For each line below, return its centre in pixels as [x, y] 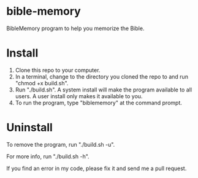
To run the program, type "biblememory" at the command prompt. [99, 103]
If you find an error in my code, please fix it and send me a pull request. [97, 168]
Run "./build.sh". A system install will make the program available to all [103, 90]
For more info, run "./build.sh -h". [48, 156]
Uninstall [30, 128]
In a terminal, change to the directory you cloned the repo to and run [102, 76]
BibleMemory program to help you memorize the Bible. [75, 28]
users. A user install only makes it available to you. [79, 96]
